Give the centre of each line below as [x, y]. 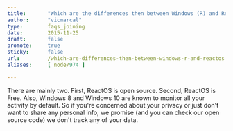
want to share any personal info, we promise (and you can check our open [113, 112]
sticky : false [35, 52]
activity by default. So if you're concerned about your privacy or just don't [113, 105]
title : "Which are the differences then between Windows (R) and [113, 13]
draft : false [35, 39]
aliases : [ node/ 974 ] [46, 65]
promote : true [34, 46]
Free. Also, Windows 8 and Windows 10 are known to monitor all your [106, 98]
